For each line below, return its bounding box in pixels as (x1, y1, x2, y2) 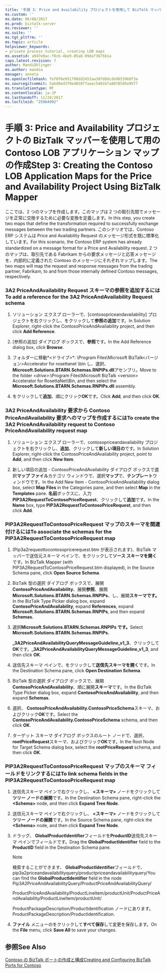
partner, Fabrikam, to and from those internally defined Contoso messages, (5, 269, 158, 275)
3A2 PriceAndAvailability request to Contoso (5, 421, 115, 428)
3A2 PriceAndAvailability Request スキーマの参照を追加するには (5, 286, 161, 293)
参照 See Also (5, 943, 46, 951)
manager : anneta (5, 72, 39, 77)
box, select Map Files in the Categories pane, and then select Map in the (12, 485, 161, 490)
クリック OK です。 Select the (21, 711, 78, 717)
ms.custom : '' (5, 12, 35, 17)
